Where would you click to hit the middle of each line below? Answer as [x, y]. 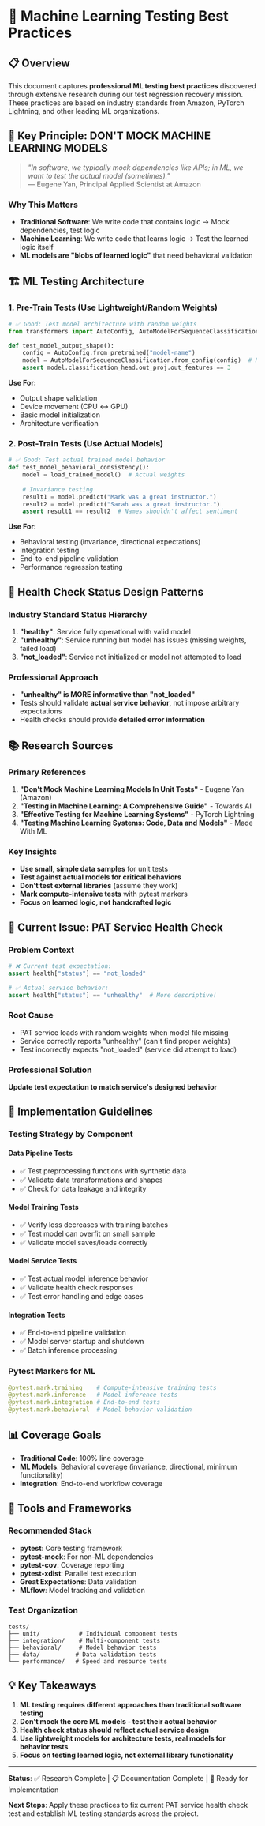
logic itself [36, 247]
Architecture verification [59, 424]
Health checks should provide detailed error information [112, 720]
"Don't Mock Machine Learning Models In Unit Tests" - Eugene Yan [132, 789]
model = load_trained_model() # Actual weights [104, 475]
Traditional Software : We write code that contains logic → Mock [125, 222]
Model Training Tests [43, 1207]
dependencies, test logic [60, 230]
